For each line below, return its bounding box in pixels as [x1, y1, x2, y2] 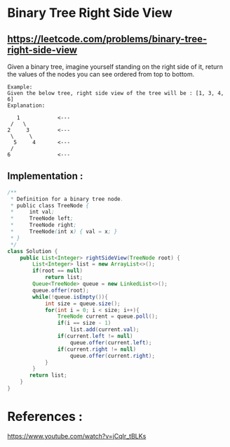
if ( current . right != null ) [57, 346, 137, 353]
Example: [7, 84, 33, 91]
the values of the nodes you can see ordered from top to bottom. [7, 70, 195, 78]
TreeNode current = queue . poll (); [57, 313, 158, 320]
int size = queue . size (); [44, 300, 121, 307]
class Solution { [7, 247, 58, 254]
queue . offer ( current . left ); [69, 339, 152, 346]
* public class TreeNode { [10, 202, 90, 209]
